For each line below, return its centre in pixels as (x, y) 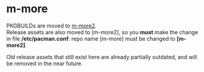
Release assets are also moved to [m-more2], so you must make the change (102, 32)
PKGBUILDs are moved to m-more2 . (51, 26)
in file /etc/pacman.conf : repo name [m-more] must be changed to (91, 38)
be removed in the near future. (45, 63)
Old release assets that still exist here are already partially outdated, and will (102, 57)
